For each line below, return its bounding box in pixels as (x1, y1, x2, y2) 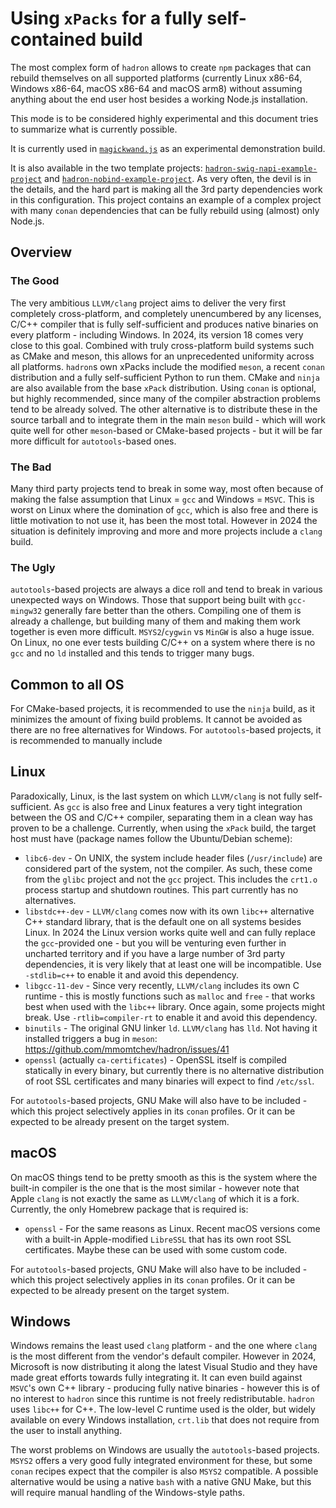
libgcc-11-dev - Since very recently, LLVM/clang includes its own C (24, 979, 300, 991)
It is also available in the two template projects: (10, 162, 203, 174)
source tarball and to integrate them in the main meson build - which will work (10, 413, 326, 426)
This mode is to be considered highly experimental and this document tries (10, 112, 319, 124)
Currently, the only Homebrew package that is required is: (10, 1203, 249, 1215)
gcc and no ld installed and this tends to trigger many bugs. (10, 647, 255, 659)
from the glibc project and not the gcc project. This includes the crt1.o (24, 873, 318, 885)
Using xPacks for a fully (10, 7, 203, 30)
